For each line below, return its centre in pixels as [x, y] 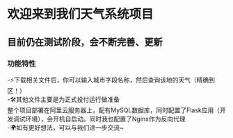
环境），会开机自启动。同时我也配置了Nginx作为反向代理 [105, 119]
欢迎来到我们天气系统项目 [81, 14]
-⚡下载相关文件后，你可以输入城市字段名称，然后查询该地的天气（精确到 [111, 80]
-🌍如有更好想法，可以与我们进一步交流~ [65, 127]
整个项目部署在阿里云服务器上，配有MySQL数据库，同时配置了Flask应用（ [114, 110]
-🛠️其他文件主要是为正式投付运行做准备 [64, 99]
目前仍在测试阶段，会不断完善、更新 [85, 42]
